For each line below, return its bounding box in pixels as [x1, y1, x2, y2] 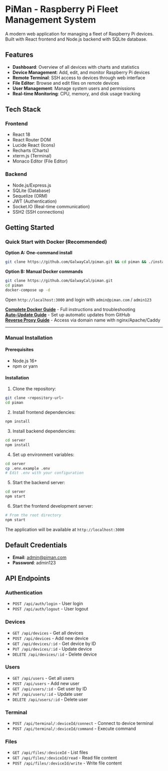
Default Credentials [5, 541, 67, 550]
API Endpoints [5, 574, 50, 582]
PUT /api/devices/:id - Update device [12, 646, 92, 652]
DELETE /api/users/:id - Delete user [12, 696, 88, 702]
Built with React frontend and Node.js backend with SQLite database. [5, 36, 147, 42]
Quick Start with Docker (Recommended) [5, 238, 107, 245]
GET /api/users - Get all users [12, 675, 74, 681]
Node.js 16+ [12, 358, 37, 364]
